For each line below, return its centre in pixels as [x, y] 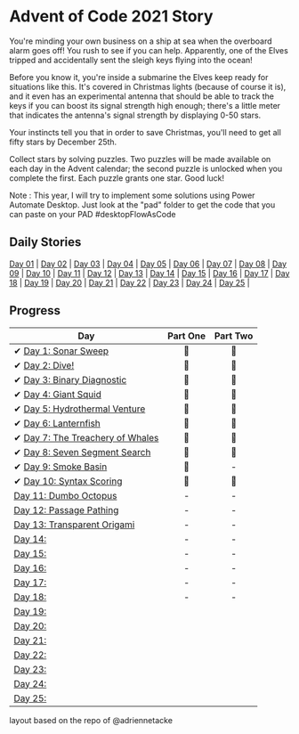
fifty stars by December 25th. [63, 142]
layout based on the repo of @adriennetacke [91, 720]
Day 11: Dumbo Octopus [65, 495]
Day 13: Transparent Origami [74, 525]
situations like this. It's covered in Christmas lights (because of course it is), [148, 86]
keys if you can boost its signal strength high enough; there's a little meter [145, 105]
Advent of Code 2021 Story [111, 16]
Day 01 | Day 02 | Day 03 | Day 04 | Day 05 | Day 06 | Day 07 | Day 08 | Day [148, 264]
